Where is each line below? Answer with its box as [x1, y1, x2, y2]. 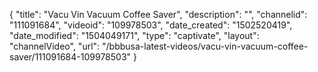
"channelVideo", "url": [9, 40, 101, 52]
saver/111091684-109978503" [9, 51, 132, 63]
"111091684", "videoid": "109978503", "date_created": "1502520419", [9, 19, 293, 31]
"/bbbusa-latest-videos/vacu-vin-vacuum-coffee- [102, 40, 309, 52]
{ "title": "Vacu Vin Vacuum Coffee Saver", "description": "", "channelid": [9, 9, 308, 20]
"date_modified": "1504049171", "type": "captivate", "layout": [9, 30, 260, 41]
